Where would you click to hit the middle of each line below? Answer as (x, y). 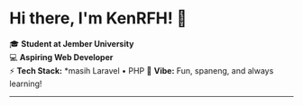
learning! (26, 84)
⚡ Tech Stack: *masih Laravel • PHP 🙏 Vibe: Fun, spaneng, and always (142, 70)
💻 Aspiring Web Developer (61, 57)
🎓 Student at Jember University (72, 43)
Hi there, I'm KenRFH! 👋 (98, 18)
